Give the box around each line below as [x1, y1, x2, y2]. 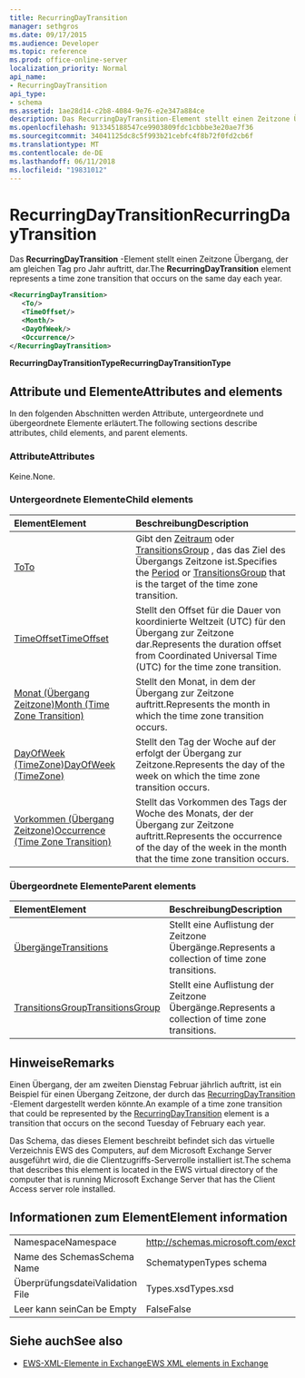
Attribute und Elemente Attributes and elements [9, 383, 283, 400]
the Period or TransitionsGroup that [135, 566, 286, 579]
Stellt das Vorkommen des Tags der [135, 796, 288, 808]
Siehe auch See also [9, 1333, 123, 1349]
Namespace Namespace [14, 1235, 117, 1248]
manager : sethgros [9, 22, 79, 31]
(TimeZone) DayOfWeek [14, 758, 116, 770]
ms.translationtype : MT [9, 140, 100, 149]
